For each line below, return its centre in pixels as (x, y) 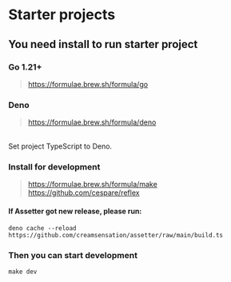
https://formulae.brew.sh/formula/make (92, 185)
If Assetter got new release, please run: (75, 211)
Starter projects (62, 15)
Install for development (54, 167)
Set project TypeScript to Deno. (60, 146)
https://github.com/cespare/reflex (84, 193)
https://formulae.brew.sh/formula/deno (92, 122)
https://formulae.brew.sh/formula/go (88, 84)
